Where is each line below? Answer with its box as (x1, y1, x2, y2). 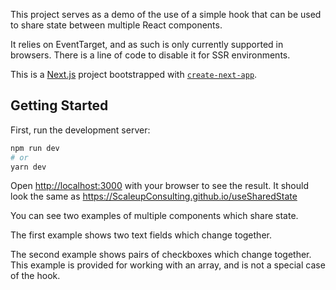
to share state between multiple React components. (10, 19, 223, 31)
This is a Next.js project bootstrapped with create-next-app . (10, 69, 258, 80)
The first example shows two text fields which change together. (10, 229, 272, 241)
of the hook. (10, 270, 61, 282)
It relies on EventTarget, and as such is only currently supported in (10, 39, 284, 50)
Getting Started (10, 97, 109, 114)
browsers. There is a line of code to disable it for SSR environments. (10, 49, 291, 61)
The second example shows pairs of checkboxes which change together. (10, 249, 312, 261)
